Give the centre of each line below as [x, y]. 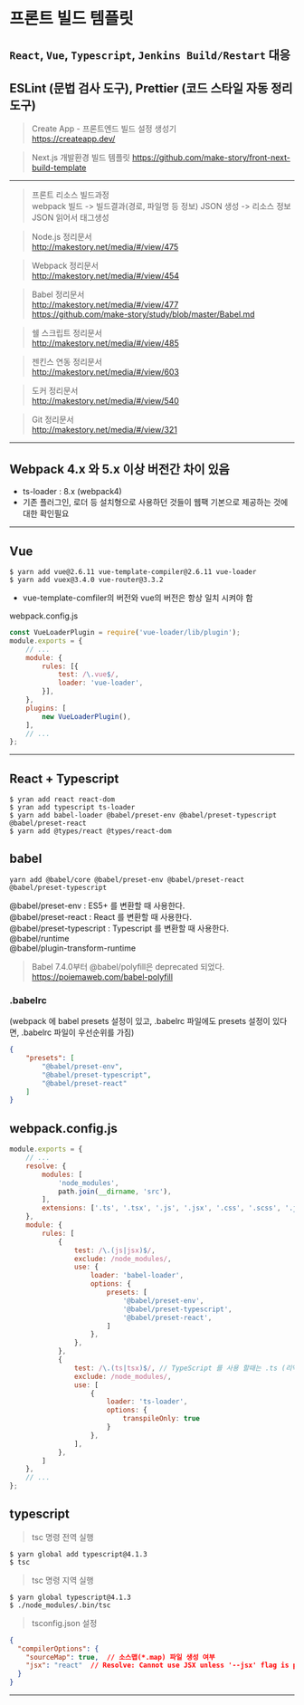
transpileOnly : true [161, 1419]
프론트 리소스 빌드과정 [71, 195]
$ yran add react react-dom [62, 800]
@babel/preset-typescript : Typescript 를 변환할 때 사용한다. [119, 928]
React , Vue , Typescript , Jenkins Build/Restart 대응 [150, 55]
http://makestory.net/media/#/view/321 [104, 430]
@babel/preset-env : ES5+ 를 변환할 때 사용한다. [97, 905]
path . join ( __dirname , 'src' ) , [114, 1192]
